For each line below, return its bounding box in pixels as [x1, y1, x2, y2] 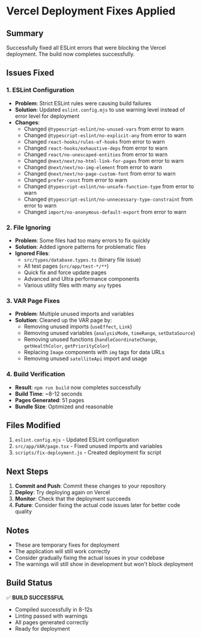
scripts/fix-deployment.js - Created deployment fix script [14, 449, 162, 456]
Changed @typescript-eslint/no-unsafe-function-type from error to [23, 182, 194, 190]
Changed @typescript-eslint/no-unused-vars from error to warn [23, 125, 184, 132]
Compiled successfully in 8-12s [14, 606, 93, 613]
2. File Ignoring [6, 223, 51, 232]
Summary [6, 28, 44, 38]
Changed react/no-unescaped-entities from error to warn [23, 150, 168, 158]
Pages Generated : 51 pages [14, 396, 85, 403]
